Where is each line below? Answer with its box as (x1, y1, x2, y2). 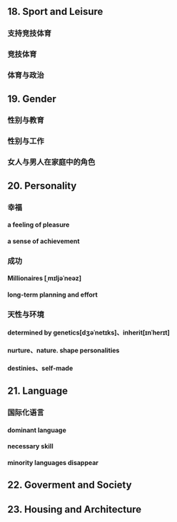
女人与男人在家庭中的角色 (7, 157, 96, 167)
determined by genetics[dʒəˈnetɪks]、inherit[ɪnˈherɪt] (7, 328, 170, 337)
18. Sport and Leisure (7, 6, 103, 18)
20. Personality (7, 180, 77, 192)
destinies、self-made (7, 364, 74, 372)
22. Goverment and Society (7, 479, 132, 491)
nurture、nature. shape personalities (7, 346, 120, 355)
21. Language (7, 385, 69, 397)
